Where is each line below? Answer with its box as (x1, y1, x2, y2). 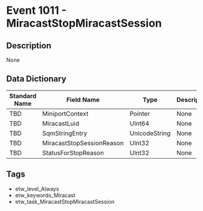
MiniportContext (42, 109, 89, 118)
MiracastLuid (42, 119, 80, 127)
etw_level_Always (14, 185, 59, 192)
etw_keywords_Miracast (14, 191, 76, 199)
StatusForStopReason (42, 148, 105, 157)
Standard (9, 92, 37, 100)
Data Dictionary (6, 74, 66, 84)
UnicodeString (129, 129, 171, 137)
